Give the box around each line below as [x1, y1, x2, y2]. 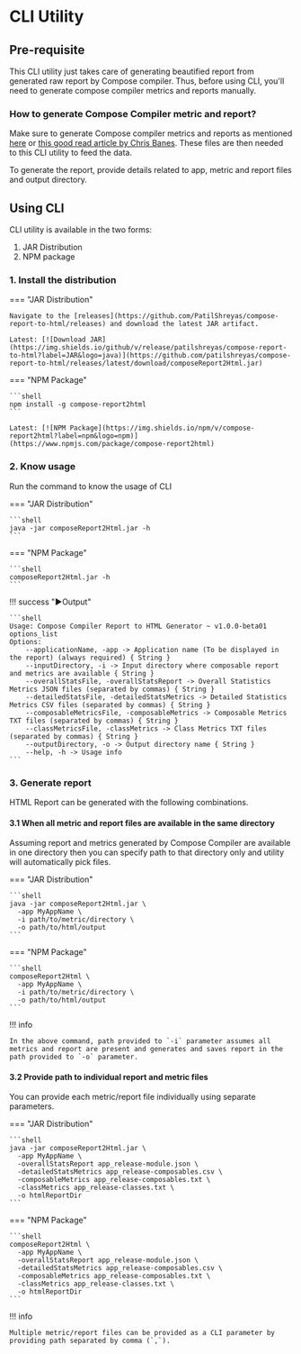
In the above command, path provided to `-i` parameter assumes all [9, 1037, 271, 1046]
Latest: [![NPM [9, 423, 66, 433]
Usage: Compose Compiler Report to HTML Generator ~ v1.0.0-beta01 [9, 622, 268, 631]
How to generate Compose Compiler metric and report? [9, 107, 257, 120]
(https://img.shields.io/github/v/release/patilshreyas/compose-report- [9, 343, 288, 352]
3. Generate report [9, 777, 92, 789]
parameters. [9, 1101, 55, 1112]
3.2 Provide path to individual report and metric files [9, 1071, 208, 1082]
